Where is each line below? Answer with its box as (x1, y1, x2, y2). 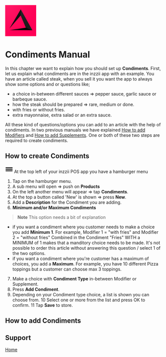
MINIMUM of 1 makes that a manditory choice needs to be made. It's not (12, 240, 161, 246)
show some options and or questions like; (5, 81, 90, 87)
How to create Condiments (5, 152, 90, 161)
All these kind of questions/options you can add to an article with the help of (5, 121, 161, 127)
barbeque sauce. (12, 96, 48, 102)
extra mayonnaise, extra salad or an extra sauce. (12, 112, 112, 118)
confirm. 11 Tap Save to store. (12, 302, 73, 308)
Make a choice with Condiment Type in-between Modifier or (12, 275, 137, 281)
